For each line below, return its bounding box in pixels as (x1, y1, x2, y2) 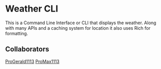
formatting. (5, 30, 29, 36)
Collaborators (5, 45, 49, 53)
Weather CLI (5, 3, 58, 15)
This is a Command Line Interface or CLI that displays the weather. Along (5, 20, 156, 26)
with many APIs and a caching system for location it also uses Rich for (5, 25, 151, 31)
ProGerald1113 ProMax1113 (5, 58, 60, 64)
